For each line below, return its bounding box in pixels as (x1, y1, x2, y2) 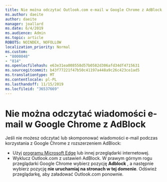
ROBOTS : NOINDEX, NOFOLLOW (5, 40, 61, 45)
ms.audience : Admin (5, 30, 46, 35)
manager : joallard (5, 21, 43, 26)
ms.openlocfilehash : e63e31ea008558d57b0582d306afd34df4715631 (5, 63, 140, 68)
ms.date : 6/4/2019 (5, 26, 43, 31)
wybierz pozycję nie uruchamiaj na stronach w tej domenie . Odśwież (12, 166, 157, 172)
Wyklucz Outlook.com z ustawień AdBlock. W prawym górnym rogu (12, 155, 152, 161)
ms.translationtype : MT (5, 72, 55, 77)
